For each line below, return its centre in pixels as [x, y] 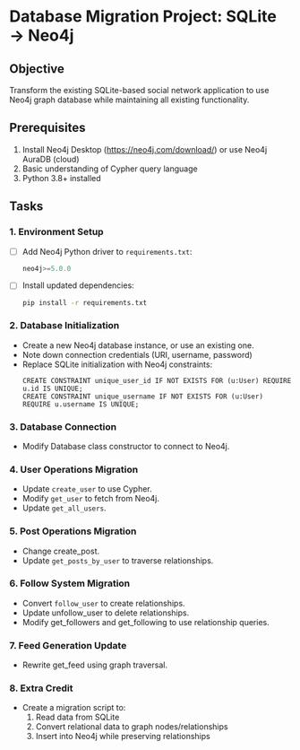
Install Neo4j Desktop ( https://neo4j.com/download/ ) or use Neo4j [145, 149]
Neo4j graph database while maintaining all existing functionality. [129, 100]
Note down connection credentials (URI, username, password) [137, 354]
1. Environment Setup [57, 232]
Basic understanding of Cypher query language [110, 169]
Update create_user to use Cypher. [87, 489]
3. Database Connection [63, 426]
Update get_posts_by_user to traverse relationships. [118, 560]
